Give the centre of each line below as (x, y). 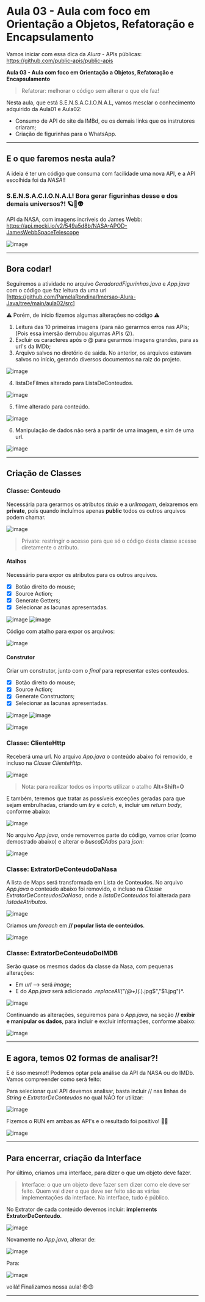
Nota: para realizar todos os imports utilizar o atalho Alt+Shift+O (103, 786)
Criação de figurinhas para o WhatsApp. (66, 134)
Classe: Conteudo (34, 491)
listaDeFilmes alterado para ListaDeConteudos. (74, 383)
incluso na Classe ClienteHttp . (44, 763)
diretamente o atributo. (50, 547)
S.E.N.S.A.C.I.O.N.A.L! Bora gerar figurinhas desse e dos (92, 195)
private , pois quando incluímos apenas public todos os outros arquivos (96, 510)
